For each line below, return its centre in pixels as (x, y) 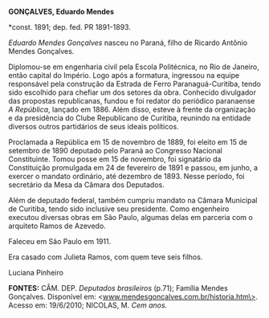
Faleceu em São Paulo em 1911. (60, 241)
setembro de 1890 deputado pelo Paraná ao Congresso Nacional (116, 151)
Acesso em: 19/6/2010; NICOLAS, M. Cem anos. (88, 305)
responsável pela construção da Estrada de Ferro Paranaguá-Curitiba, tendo (134, 84)
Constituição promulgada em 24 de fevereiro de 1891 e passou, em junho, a (133, 167)
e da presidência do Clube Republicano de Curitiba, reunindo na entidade (130, 118)
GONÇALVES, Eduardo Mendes (61, 12)
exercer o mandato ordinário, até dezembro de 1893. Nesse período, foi (126, 176)
